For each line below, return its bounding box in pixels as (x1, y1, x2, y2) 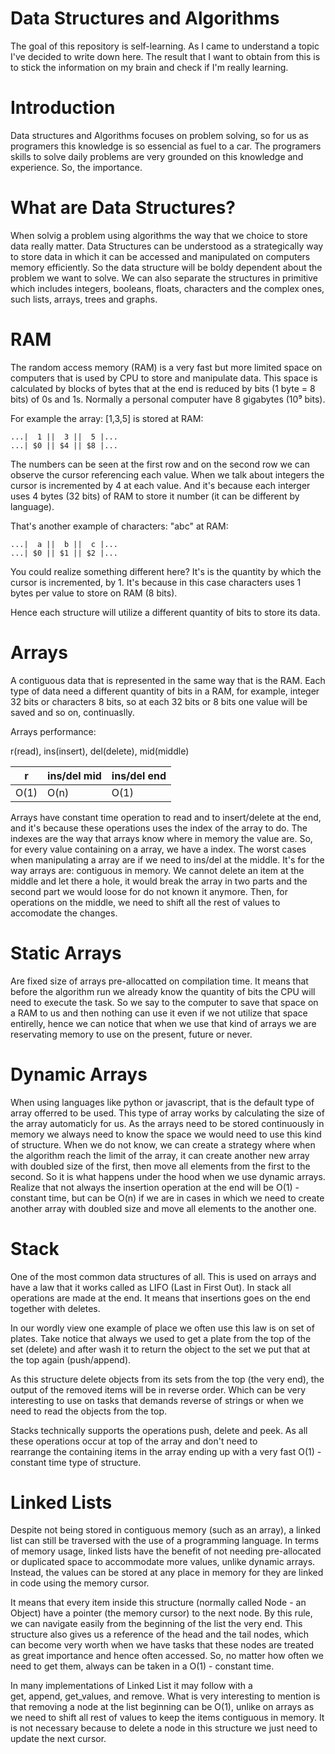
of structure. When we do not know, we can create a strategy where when (10, 1138, 316, 1151)
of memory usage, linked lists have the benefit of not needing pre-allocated (10, 1545, 322, 1557)
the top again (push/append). (10, 1353, 132, 1366)
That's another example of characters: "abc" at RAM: (10, 520, 229, 532)
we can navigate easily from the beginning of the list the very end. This (10, 1618, 303, 1630)
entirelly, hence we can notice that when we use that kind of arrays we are (10, 1017, 317, 1029)
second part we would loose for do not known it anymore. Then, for (10, 885, 288, 897)
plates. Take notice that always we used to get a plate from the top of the (10, 1332, 312, 1344)
